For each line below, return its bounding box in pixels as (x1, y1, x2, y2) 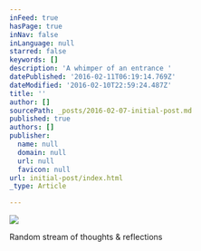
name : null (17, 140, 59, 149)
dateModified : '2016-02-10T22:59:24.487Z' (9, 81, 172, 90)
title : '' (9, 89, 47, 98)
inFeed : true (9, 13, 59, 23)
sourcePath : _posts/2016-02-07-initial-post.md (9, 106, 193, 115)
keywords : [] (9, 55, 59, 64)
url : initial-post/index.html (9, 173, 124, 182)
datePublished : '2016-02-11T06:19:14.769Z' (9, 72, 177, 82)
